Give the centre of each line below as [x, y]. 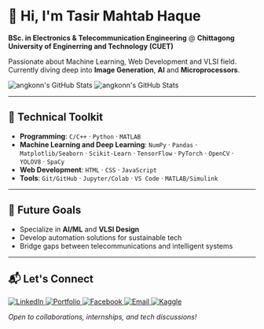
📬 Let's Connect [51, 279]
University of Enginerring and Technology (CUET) [91, 46]
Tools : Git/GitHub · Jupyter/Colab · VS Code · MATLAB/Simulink [119, 178]
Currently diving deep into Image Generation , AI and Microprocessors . [124, 69]
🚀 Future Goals [45, 211]
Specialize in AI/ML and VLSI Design [79, 229]
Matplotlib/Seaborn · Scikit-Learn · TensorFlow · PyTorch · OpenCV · [126, 153]
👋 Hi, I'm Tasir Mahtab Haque [104, 16]
